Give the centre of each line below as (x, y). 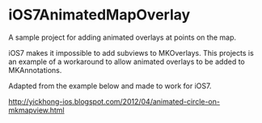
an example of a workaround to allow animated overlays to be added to (127, 61)
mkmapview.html (36, 110)
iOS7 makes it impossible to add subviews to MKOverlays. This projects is (131, 53)
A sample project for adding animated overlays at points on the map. (123, 37)
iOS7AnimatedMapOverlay (99, 15)
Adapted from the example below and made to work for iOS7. (110, 86)
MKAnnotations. (35, 70)
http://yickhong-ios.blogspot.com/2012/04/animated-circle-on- (114, 101)
